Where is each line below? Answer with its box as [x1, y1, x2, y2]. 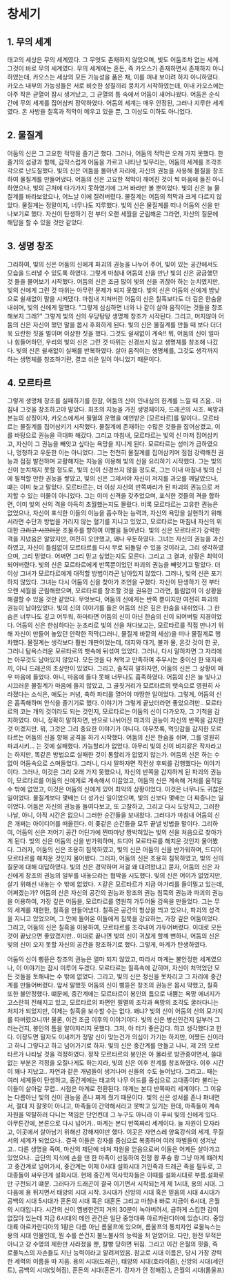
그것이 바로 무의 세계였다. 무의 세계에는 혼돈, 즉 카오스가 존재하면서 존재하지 [7, 64, 212, 73]
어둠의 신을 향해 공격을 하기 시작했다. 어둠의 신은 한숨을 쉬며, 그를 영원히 [25, 733, 221, 742]
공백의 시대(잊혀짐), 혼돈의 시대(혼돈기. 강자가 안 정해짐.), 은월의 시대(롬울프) [18, 1266, 225, 1274]
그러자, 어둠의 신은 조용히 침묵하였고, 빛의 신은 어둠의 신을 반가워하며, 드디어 [16, 845, 222, 854]
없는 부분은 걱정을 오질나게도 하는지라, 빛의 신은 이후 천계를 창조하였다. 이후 [7, 1059, 212, 1067]
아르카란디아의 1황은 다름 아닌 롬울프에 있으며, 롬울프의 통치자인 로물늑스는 [19, 1223, 221, 1231]
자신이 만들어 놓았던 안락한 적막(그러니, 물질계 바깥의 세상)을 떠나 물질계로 [14, 630, 214, 638]
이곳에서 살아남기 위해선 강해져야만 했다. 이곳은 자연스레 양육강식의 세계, [16, 1128, 212, 1136]
